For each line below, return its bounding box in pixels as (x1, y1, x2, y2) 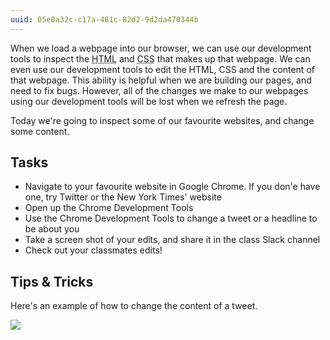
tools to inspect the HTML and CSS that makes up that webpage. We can (10, 52, 311, 65)
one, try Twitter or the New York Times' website (24, 191, 222, 203)
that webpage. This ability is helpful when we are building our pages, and (10, 74, 312, 86)
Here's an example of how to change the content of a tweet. (10, 300, 258, 312)
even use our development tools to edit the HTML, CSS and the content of (10, 63, 315, 75)
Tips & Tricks (10, 273, 94, 290)
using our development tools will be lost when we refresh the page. (10, 95, 288, 107)
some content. (10, 125, 70, 137)
